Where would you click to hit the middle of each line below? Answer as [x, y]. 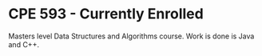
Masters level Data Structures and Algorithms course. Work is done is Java [131, 36]
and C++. [24, 44]
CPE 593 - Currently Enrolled [106, 14]
